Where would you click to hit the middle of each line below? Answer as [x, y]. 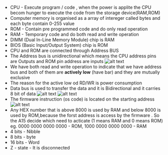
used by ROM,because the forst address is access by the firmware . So [85, 115]
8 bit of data [23, 94]
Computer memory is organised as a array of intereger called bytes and [85, 18]
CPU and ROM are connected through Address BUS [64, 51]
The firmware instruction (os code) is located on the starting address [82, 99]
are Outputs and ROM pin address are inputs [57, 61]
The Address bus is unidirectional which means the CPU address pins [83, 56]
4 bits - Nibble [25, 131]
